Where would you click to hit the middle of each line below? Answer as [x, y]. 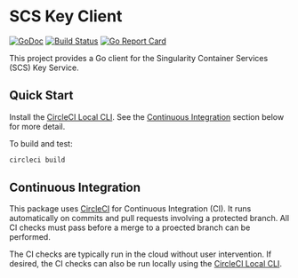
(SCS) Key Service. [44, 68]
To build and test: [41, 143]
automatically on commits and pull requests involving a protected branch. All [149, 218]
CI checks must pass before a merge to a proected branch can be [130, 227]
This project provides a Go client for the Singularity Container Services [139, 58]
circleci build [37, 160]
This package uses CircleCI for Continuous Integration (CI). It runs [130, 209]
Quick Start [41, 95]
